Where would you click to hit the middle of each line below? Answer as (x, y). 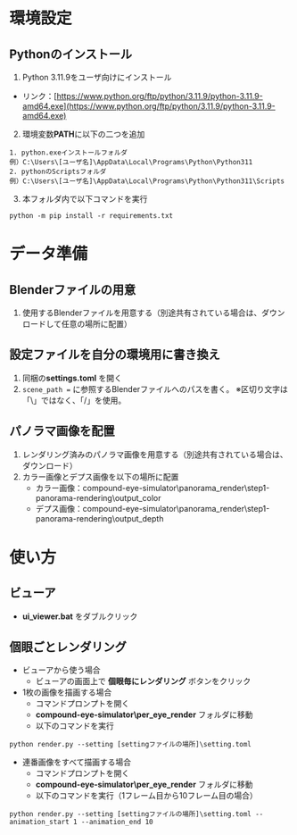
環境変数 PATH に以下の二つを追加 (83, 134)
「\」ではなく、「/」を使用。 (74, 400)
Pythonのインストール (70, 54)
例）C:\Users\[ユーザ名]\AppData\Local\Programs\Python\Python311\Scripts (147, 181)
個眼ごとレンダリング (68, 647)
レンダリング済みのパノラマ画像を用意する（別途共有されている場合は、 (155, 454)
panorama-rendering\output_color (98, 497)
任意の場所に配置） (96, 324)
